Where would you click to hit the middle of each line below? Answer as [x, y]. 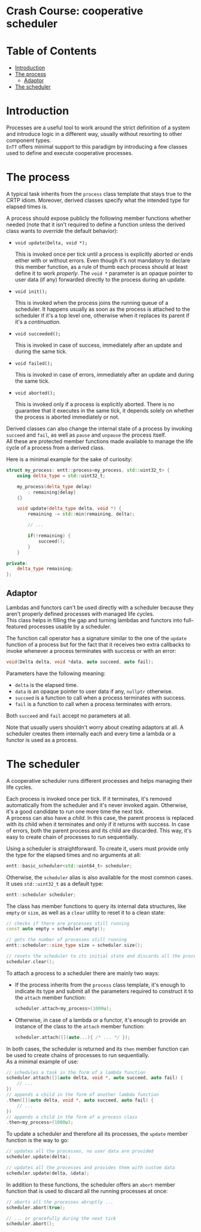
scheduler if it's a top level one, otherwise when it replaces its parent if [102, 315]
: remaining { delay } [52, 492]
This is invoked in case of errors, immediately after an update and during [104, 375]
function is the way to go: [37, 1140]
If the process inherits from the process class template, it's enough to [100, 985]
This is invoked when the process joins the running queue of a [92, 303]
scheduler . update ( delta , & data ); [48, 1173]
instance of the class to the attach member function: [80, 1026]
